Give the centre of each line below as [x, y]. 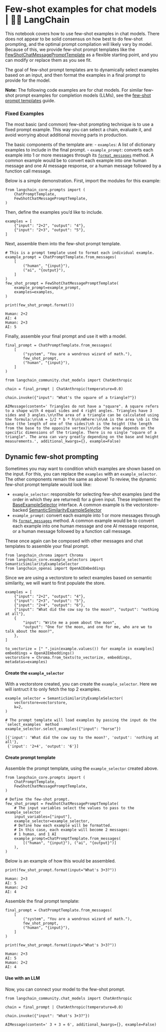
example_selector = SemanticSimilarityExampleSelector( [64, 698]
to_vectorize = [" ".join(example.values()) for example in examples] [80, 649]
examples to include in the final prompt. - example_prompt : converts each [79, 150]
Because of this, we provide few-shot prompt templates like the [70, 49]
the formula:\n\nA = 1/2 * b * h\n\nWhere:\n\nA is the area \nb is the [82, 420]
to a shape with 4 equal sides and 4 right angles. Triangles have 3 [79, 411]
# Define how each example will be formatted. [63, 826]
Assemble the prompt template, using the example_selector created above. [82, 768]
